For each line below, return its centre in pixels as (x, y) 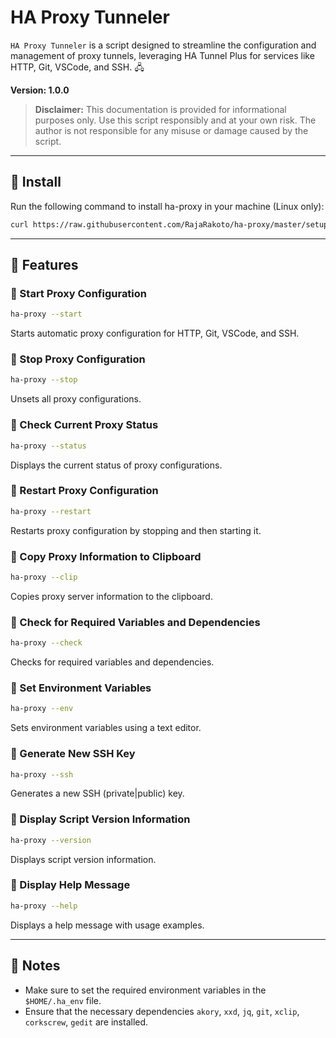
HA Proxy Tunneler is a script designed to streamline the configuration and (163, 45)
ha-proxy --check (46, 643)
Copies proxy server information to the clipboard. (111, 596)
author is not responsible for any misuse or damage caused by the (171, 130)
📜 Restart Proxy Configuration (84, 491)
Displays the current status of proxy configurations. (116, 465)
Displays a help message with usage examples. (107, 925)
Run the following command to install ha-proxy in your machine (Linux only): (167, 206)
